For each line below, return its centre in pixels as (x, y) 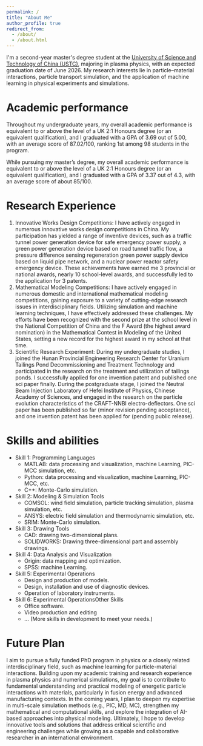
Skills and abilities (53, 441)
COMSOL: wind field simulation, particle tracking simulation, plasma (109, 503)
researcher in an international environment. (60, 738)
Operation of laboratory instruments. (70, 593)
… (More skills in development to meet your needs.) (88, 619)
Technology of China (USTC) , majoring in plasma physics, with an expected (101, 64)
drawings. (37, 548)
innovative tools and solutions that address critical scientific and (86, 724)
